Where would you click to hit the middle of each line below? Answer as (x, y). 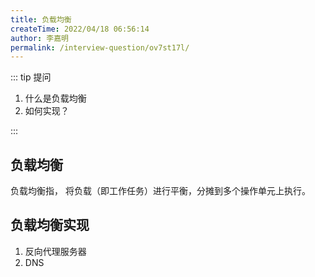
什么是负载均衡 (55, 98)
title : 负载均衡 (41, 19)
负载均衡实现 (50, 225)
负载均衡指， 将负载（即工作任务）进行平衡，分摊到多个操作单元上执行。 (160, 191)
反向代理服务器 (55, 251)
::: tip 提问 (31, 77)
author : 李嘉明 (39, 38)
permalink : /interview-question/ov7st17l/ (100, 47)
